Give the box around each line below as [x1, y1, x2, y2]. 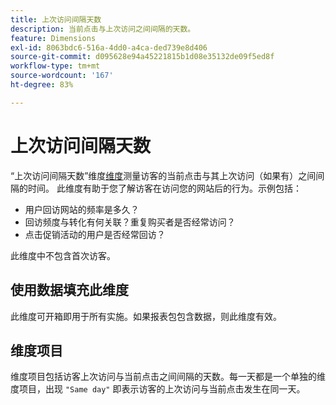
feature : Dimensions [10, 33, 97, 43]
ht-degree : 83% [10, 80, 74, 90]
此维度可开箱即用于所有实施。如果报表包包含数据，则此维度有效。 [10, 310, 282, 322]
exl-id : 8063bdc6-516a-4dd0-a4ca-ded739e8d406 [10, 42, 208, 53]
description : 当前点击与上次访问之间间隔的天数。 [10, 24, 196, 34]
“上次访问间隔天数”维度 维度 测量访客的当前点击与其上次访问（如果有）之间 [10, 169, 317, 181]
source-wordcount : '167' [10, 71, 114, 81]
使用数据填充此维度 [10, 282, 129, 299]
